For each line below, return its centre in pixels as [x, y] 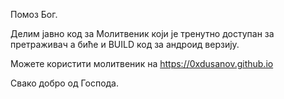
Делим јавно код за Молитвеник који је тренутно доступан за [142, 33]
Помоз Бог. [34, 14]
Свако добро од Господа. [65, 83]
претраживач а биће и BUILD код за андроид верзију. [125, 44]
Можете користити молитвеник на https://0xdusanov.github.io [142, 63]
